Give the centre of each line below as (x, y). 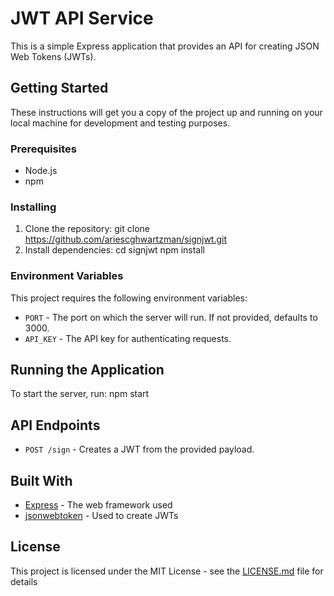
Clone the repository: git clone (87, 229)
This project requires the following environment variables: (129, 298)
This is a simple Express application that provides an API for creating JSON (165, 46)
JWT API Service (82, 18)
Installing (33, 207)
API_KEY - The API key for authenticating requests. (128, 338)
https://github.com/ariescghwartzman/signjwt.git (126, 239)
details (24, 581)
